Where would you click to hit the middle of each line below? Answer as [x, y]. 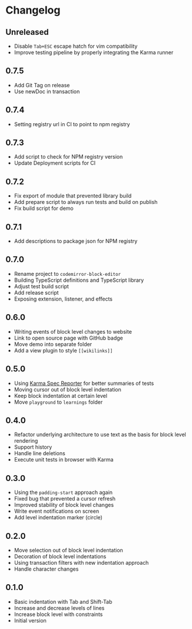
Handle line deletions [39, 453]
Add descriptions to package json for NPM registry [76, 241]
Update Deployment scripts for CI [55, 163]
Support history [33, 447]
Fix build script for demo [44, 208]
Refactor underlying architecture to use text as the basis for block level [100, 434]
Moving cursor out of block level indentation [68, 389]
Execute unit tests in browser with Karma [64, 460]
